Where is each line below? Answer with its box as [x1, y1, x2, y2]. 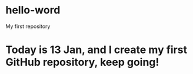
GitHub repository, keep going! [5, 56, 159, 69]
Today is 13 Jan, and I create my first [5, 43, 188, 57]
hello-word [5, 3, 61, 17]
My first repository [5, 23, 51, 30]
